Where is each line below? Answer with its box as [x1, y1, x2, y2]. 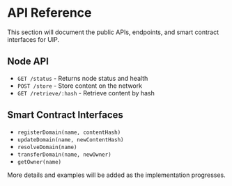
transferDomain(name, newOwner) [17, 151, 111, 158]
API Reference [7, 5, 92, 21]
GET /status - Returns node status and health [17, 74, 148, 82]
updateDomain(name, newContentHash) [17, 136, 124, 144]
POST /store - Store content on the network [17, 82, 143, 90]
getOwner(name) [17, 158, 62, 165]
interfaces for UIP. [7, 35, 60, 43]
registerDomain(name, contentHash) [17, 129, 121, 136]
